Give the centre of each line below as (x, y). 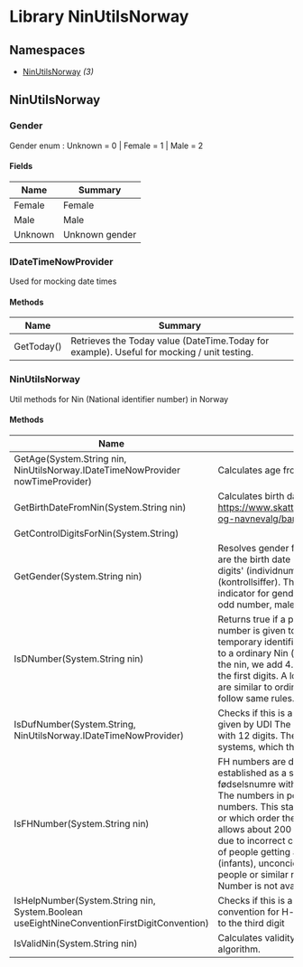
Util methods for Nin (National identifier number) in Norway (119, 399)
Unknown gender (100, 234)
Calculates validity (257, 937)
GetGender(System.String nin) (78, 576)
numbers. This (248, 806)
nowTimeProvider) (53, 481)
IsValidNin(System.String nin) (76, 944)
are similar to (245, 687)
